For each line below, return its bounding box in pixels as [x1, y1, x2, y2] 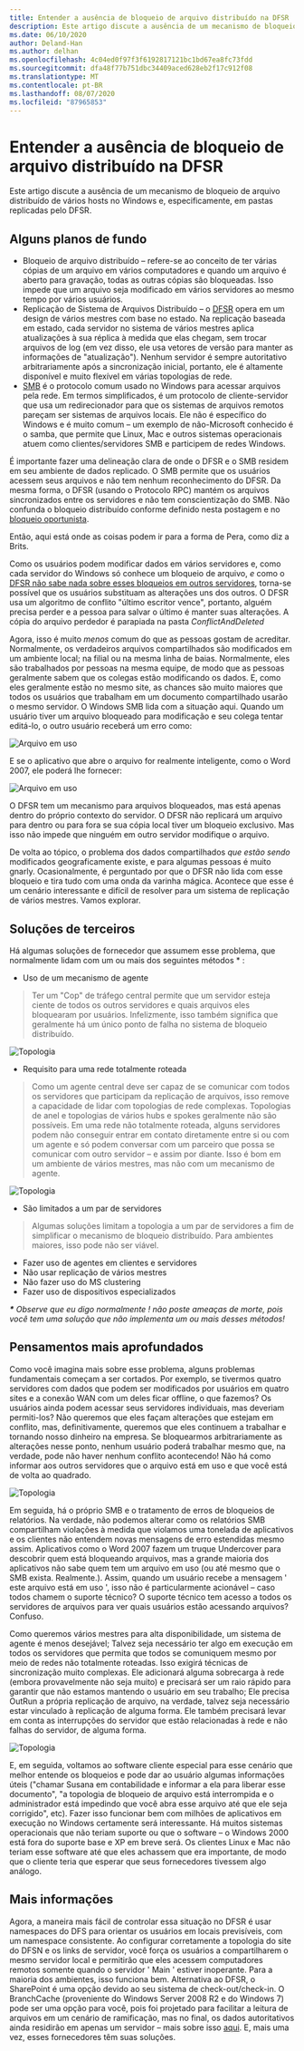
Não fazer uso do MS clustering [22, 1276, 142, 1287]
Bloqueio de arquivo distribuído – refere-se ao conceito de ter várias [22, 256, 278, 266]
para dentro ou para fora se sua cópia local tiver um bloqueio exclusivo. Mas [9, 819, 295, 830]
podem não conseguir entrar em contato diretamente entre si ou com [31, 1129, 290, 1140]
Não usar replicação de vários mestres [22, 1266, 167, 1278]
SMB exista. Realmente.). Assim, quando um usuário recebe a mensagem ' [9, 1572, 288, 1582]
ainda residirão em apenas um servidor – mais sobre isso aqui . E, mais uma [9, 2022, 290, 2033]
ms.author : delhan [9, 47, 79, 56]
